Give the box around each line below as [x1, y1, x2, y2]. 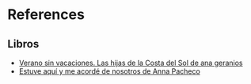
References [7, 6, 85, 24]
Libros [7, 37, 40, 51]
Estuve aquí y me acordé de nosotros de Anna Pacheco [18, 67, 201, 76]
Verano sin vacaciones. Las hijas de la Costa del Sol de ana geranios [18, 58, 243, 67]
